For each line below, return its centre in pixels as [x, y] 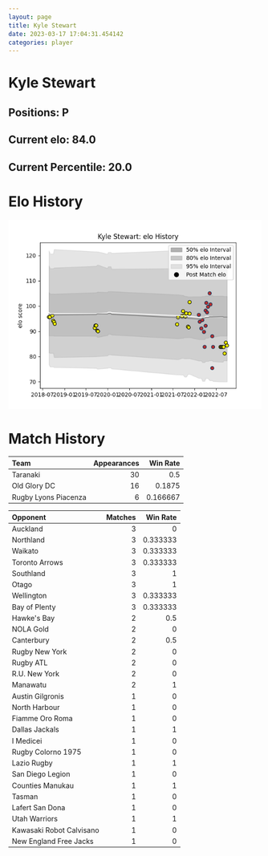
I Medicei [27, 740]
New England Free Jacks [53, 841]
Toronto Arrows [37, 562]
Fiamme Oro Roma [43, 719]
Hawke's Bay [33, 618]
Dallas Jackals [35, 729]
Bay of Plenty [34, 607]
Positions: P [39, 112]
